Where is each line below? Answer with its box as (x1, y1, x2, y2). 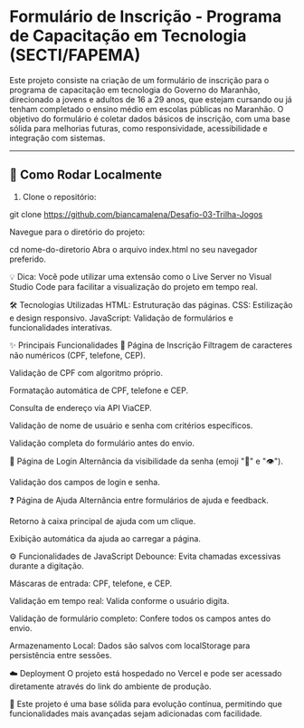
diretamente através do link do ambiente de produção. (9, 681, 212, 692)
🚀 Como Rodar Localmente (9, 168, 163, 183)
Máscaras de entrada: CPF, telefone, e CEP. (9, 578, 173, 589)
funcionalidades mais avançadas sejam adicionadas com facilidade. (9, 708, 262, 719)
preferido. (9, 254, 47, 264)
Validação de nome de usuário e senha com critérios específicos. (9, 419, 253, 431)
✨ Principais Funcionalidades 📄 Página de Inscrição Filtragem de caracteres (9, 340, 292, 350)
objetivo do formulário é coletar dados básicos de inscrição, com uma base (9, 113, 291, 124)
